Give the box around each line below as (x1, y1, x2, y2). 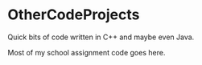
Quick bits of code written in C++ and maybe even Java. (7, 32, 195, 42)
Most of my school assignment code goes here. (7, 47, 166, 57)
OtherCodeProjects (7, 6, 140, 24)
